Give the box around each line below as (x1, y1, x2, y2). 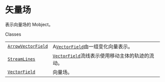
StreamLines (7, 56, 36, 61)
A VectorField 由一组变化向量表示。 (52, 43, 134, 50)
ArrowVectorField (7, 43, 48, 49)
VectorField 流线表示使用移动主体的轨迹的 (52, 52, 149, 59)
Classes (5, 31, 21, 37)
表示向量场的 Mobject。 (5, 21, 53, 27)
